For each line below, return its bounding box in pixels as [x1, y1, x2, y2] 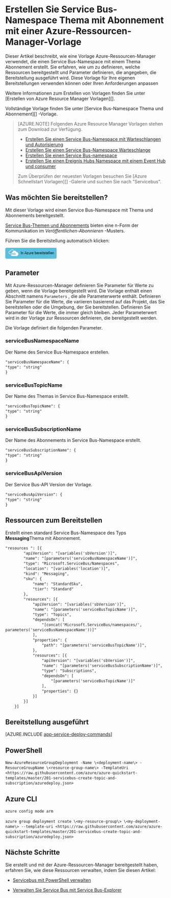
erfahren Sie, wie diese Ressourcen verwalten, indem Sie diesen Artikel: [5, 867, 156, 873]
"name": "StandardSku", [32, 581, 83, 586]
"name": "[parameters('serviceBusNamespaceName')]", [23, 556, 138, 561]
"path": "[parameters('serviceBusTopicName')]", [41, 643, 147, 648]
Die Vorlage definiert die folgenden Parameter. [5, 324, 103, 330]
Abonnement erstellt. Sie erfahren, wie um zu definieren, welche [5, 64, 140, 70]
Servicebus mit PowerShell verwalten [12, 877, 91, 883]
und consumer [25, 163, 56, 169]
